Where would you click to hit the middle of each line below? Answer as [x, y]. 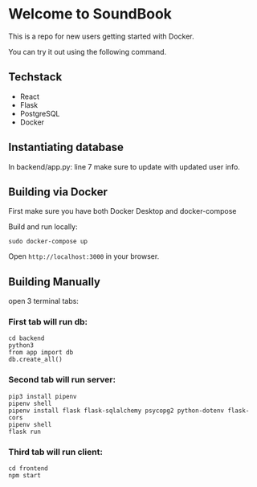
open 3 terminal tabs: [43, 301]
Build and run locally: [43, 227]
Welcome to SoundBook [90, 14]
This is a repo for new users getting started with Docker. [101, 36]
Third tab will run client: [55, 452]
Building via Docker [58, 192]
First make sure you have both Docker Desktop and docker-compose [122, 211]
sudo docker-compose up [48, 242]
